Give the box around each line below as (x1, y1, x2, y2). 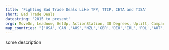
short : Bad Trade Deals (5, 12, 55, 17)
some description (5, 39, 42, 45)
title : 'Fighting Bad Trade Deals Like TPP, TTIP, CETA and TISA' (5, 7, 147, 12)
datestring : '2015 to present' (5, 16, 71, 21)
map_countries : (5, 26, 37, 31)
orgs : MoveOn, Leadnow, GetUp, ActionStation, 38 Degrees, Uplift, (5, 21, 150, 26)
